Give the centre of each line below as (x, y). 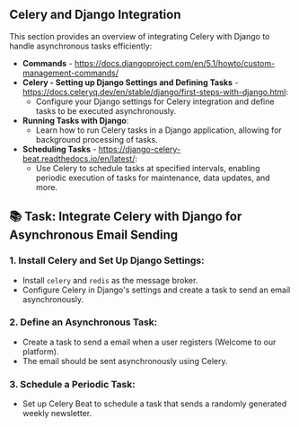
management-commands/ (70, 73)
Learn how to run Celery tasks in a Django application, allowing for (159, 130)
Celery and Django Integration (95, 15)
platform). (40, 351)
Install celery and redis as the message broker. (110, 280)
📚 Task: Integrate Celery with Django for (126, 217)
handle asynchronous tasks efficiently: (81, 46)
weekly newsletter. (57, 414)
